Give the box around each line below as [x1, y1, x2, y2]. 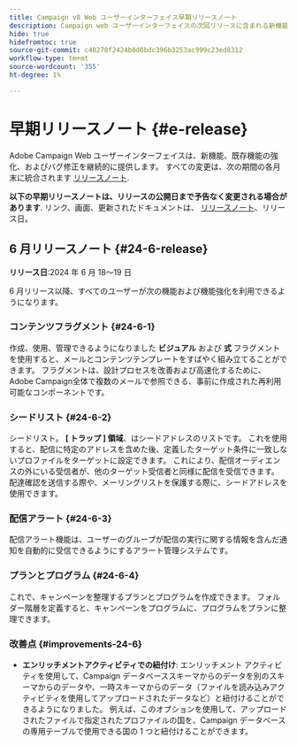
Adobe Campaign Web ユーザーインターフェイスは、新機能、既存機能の [9, 150, 271, 160]
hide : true [9, 29, 49, 38]
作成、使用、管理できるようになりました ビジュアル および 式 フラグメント [9, 342, 281, 353]
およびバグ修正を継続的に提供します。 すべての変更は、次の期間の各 [24, 161, 273, 172]
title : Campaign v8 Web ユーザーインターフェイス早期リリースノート [9, 12, 238, 22]
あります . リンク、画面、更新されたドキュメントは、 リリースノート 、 [9, 202, 263, 212]
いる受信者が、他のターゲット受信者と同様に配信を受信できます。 [39, 466, 280, 477]
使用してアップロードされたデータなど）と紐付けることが [67, 692, 277, 703]
